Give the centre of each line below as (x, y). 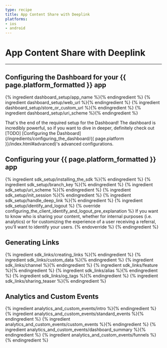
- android (15, 28)
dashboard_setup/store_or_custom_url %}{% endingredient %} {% (73, 108)
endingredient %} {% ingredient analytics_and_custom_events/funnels (77, 335)
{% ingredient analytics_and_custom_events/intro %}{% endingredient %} (81, 309)
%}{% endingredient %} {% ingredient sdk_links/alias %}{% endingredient (82, 270)
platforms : (16, 19)
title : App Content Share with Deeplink (48, 14)
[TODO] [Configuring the (31, 133)
